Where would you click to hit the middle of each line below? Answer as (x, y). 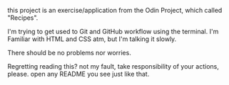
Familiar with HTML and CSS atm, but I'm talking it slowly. (92, 39)
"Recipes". (23, 18)
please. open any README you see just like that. (78, 74)
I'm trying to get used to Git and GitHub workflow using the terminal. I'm (113, 32)
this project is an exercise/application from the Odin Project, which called (115, 10)
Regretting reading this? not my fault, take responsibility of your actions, (113, 66)
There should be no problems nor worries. (70, 53)
